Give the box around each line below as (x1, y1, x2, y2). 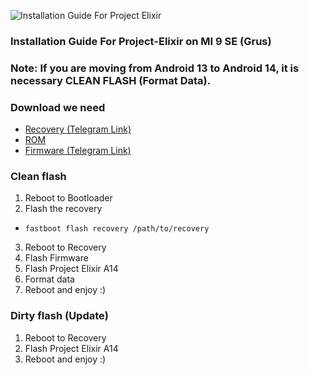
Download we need (10, 100, 106, 114)
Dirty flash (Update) (10, 309, 109, 323)
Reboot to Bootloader (24, 192, 113, 204)
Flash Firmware (24, 252, 89, 264)
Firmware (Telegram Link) (24, 145, 132, 157)
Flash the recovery (24, 203, 103, 215)
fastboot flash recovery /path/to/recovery (24, 224, 210, 234)
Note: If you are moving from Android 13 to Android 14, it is (10, 61, 300, 75)
